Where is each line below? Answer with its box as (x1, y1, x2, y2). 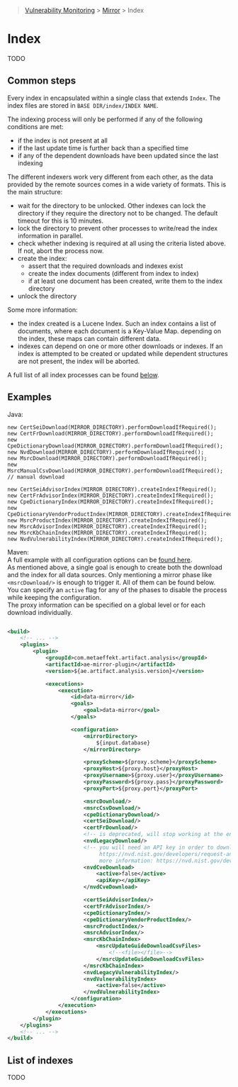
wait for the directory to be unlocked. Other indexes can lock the (17, 201, 206, 210)
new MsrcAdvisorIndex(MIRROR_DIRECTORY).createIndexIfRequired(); (7, 523, 208, 530)
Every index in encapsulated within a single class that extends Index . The (7, 94, 221, 102)
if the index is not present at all (17, 136, 108, 145)
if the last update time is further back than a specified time (17, 143, 189, 152)
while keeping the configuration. (7, 593, 101, 601)
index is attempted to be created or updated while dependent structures (17, 349, 228, 357)
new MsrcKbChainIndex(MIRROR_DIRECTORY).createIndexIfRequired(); (7, 529, 208, 536)
